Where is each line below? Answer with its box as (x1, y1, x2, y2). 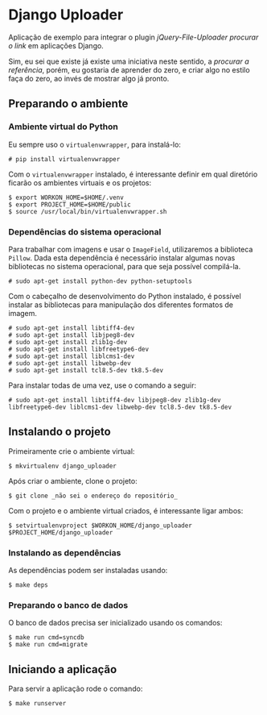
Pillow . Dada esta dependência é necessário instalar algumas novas (8, 252, 236, 263)
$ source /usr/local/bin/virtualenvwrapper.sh (8, 207, 167, 215)
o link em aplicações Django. (8, 40, 105, 50)
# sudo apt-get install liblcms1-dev (8, 352, 135, 360)
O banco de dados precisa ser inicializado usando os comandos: (8, 618, 223, 628)
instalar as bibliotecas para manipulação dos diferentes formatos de (8, 300, 233, 310)
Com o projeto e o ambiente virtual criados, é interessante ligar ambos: (8, 505, 244, 515)
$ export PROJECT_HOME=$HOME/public (8, 200, 131, 209)
